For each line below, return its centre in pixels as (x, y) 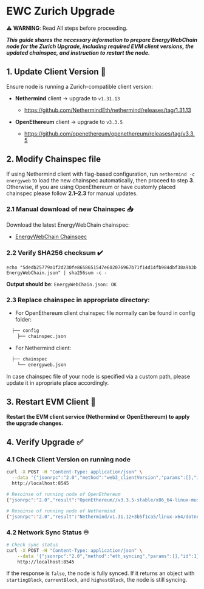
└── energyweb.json (42, 365)
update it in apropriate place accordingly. (58, 383)
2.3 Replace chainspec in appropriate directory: (78, 300)
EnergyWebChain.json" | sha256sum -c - (57, 273)
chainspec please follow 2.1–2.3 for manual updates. (72, 193)
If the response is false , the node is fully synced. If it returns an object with (100, 573)
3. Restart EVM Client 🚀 (51, 402)
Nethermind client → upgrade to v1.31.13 (67, 98)
